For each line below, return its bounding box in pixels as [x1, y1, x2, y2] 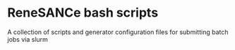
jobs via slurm [7, 35, 48, 43]
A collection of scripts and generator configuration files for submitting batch [7, 28, 229, 36]
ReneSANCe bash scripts [7, 5, 159, 21]
